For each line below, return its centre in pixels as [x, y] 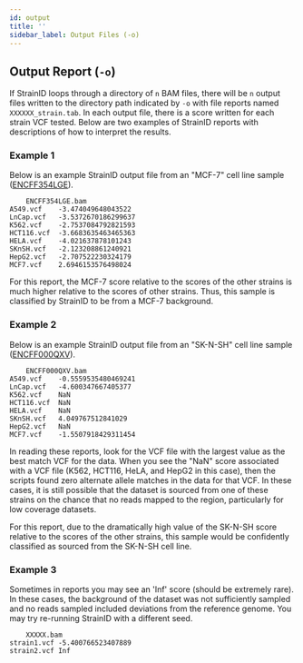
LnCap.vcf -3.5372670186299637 [73, 218]
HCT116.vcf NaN [40, 402]
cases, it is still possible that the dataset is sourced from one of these [139, 490]
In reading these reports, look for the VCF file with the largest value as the [147, 451]
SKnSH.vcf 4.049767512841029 [68, 419]
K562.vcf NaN [40, 395]
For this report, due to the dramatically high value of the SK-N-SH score [143, 527]
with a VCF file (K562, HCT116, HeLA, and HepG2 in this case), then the [143, 470]
